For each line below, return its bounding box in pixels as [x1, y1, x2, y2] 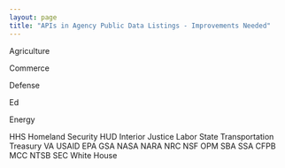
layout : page [9, 12, 58, 22]
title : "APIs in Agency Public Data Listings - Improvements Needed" [9, 21, 272, 30]
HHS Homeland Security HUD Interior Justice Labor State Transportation [9, 131, 274, 141]
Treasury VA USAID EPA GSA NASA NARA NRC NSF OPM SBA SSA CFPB [9, 141, 276, 151]
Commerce [9, 63, 50, 73]
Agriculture [9, 45, 50, 56]
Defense [9, 80, 41, 90]
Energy [9, 114, 35, 125]
